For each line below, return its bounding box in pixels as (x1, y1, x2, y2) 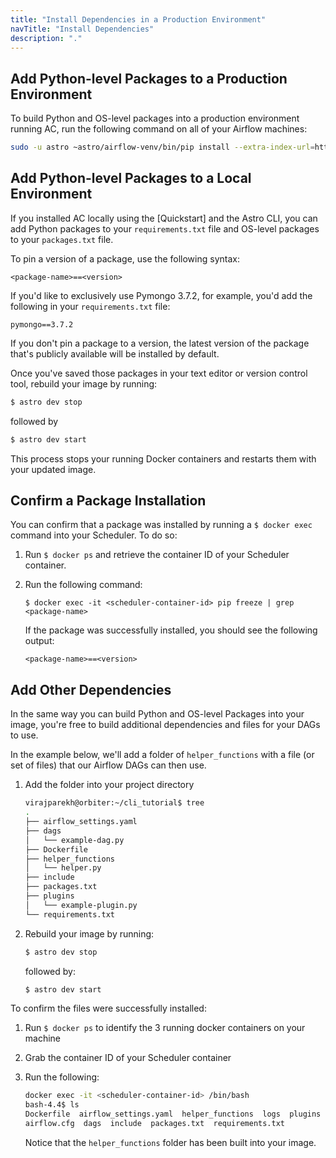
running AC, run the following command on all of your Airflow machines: (10, 123, 308, 135)
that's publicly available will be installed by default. (10, 347, 220, 360)
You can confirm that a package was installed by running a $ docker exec (10, 519, 313, 531)
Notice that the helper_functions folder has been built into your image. (24, 1136, 317, 1148)
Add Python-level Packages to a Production (10, 70, 288, 87)
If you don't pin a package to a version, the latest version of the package (10, 337, 310, 349)
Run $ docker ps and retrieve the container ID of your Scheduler (24, 549, 290, 561)
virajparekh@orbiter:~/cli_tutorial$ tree (24, 798, 205, 808)
